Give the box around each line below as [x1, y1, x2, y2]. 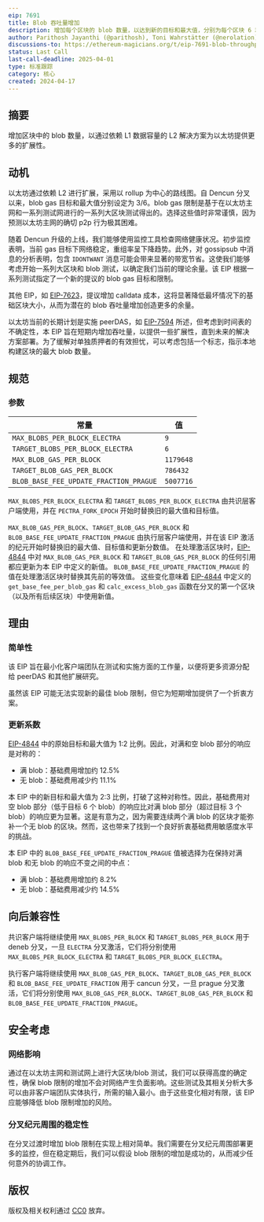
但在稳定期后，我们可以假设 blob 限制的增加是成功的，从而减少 [42, 1148, 247, 1157]
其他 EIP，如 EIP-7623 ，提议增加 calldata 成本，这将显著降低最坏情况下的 [8, 290, 247, 300]
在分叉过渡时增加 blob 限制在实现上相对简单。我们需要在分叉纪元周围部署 [8, 1139, 247, 1148]
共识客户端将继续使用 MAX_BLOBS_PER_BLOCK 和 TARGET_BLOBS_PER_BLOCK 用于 [8, 932, 250, 941]
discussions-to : [8, 41, 61, 49]
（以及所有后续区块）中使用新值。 [8, 591, 119, 600]
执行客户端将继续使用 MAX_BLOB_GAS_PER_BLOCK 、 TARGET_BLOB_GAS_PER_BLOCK [8, 969, 251, 978]
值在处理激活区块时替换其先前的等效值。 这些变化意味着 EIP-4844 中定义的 [8, 571, 251, 581]
